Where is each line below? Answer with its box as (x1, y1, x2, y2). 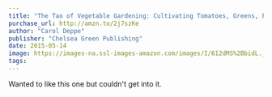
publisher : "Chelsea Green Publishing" (8, 34, 143, 43)
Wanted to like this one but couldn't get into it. (8, 78, 162, 89)
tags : (8, 57, 27, 65)
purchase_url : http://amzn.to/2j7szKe (8, 19, 139, 27)
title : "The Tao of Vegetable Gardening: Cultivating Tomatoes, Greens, (8, 11, 259, 20)
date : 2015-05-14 (8, 42, 67, 50)
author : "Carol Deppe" (8, 27, 85, 35)
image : (8, 49, 31, 57)
